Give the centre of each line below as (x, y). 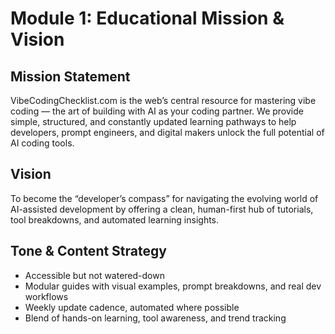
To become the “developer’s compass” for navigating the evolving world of (164, 198)
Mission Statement (70, 76)
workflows (46, 296)
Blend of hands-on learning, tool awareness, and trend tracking (155, 318)
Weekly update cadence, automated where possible (132, 307)
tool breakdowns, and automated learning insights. (115, 219)
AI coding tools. (42, 143)
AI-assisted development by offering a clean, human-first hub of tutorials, (162, 209)
